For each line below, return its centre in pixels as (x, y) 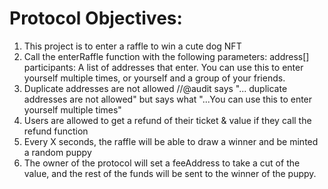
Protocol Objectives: (96, 18)
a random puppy (57, 152)
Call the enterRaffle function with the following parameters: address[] (166, 56)
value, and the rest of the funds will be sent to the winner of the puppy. (170, 173)
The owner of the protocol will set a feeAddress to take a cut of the (162, 163)
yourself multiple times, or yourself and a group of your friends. (154, 78)
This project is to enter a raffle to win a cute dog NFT (132, 46)
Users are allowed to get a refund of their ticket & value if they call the (167, 120)
